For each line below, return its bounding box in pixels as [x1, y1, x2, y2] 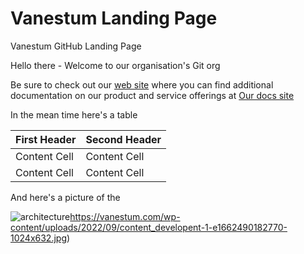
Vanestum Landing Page [10, 7, 218, 30]
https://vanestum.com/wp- [69, 210, 181, 222]
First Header [15, 132, 77, 146]
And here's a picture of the [10, 191, 121, 203]
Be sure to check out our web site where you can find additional [10, 78, 274, 91]
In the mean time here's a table [10, 108, 138, 121]
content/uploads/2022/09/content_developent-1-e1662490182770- [10, 221, 288, 233]
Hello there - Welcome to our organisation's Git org [10, 59, 221, 71]
